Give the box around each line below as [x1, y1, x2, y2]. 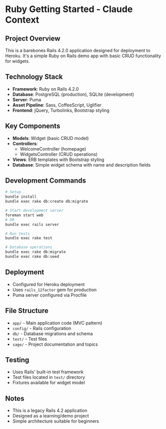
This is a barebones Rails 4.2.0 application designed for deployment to [5, 48, 151, 53]
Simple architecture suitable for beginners [12, 418, 99, 424]
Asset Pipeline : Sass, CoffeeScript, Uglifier [12, 102, 101, 108]
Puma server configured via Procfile [12, 292, 87, 298]
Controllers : [12, 140, 38, 147]
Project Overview [5, 34, 60, 43]
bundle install [5, 194, 37, 199]
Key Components [5, 122, 60, 130]
